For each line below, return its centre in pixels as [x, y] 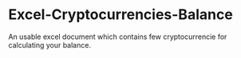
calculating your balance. [50, 44]
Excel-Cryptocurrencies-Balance [120, 15]
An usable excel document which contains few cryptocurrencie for [118, 37]
